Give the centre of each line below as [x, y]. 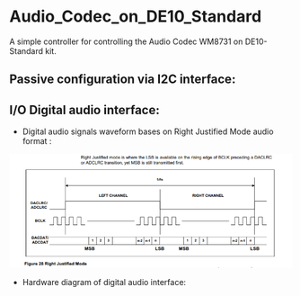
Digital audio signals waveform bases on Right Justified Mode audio [148, 131]
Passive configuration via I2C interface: [123, 80]
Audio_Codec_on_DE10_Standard [136, 17]
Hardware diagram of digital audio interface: [104, 283]
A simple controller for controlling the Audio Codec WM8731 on [126, 41]
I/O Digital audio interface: [84, 110]
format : [37, 141]
